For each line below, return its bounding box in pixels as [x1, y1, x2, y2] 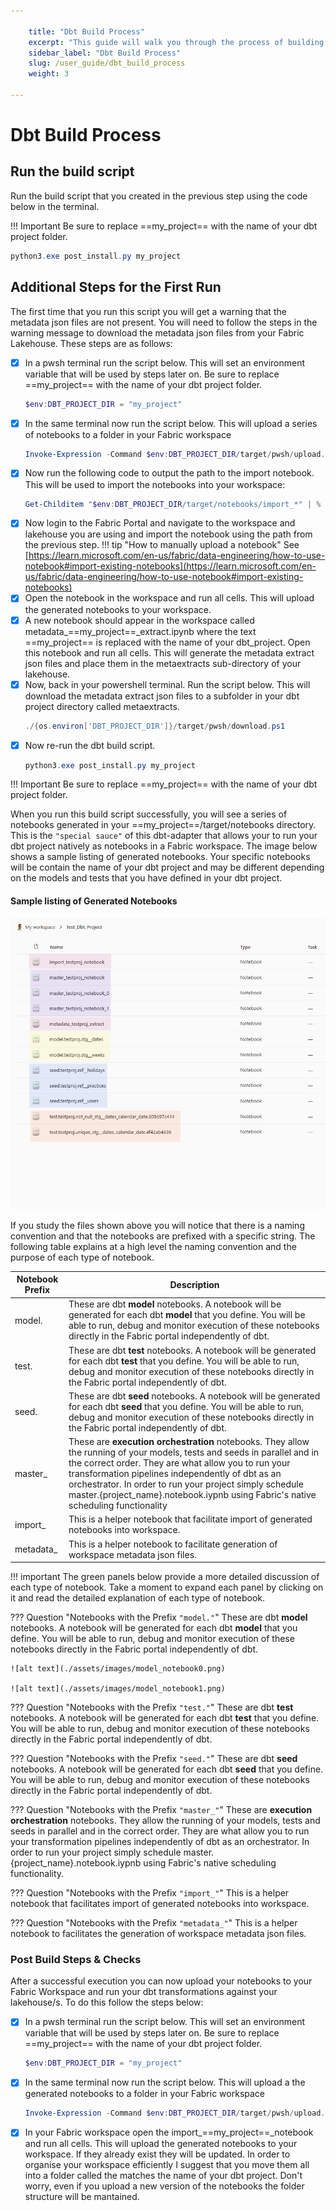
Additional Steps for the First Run [10, 279, 222, 296]
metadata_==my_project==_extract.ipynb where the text [24, 625, 257, 637]
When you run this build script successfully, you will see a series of [10, 808, 288, 820]
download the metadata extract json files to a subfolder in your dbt [24, 690, 300, 702]
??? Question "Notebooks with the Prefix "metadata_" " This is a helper [10, 1917, 298, 1929]
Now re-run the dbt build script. [24, 739, 156, 751]
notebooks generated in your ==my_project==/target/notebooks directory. [10, 819, 317, 831]
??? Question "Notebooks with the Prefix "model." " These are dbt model [10, 1611, 308, 1624]
